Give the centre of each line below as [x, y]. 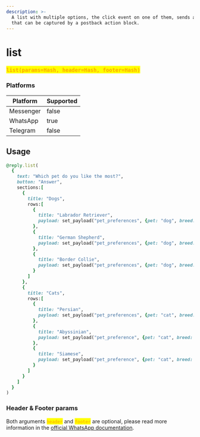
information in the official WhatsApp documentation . [70, 427]
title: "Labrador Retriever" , [75, 216]
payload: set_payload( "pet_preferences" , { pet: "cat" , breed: [117, 315]
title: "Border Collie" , [69, 260]
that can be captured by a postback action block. [76, 23]
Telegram [22, 130]
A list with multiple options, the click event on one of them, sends [101, 17]
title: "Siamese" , [61, 354]
